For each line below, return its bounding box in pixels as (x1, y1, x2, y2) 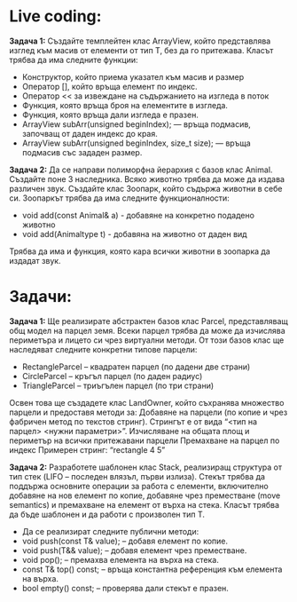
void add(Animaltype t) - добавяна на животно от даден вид (21, 228, 247, 239)
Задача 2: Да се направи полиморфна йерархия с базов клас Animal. (9, 164, 273, 175)
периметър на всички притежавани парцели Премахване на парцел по (9, 435, 280, 446)
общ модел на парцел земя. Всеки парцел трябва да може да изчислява (9, 325, 285, 336)
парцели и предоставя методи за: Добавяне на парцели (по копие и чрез (9, 407, 288, 417)
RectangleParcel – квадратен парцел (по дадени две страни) (21, 361, 251, 372)
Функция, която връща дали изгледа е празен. (21, 109, 199, 120)
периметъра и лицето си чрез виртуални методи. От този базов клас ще (9, 335, 285, 345)
